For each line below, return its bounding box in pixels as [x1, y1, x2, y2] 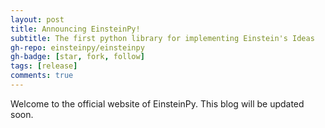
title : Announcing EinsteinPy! [10, 24, 141, 34]
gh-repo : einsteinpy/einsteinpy [10, 42, 145, 53]
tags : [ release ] [10, 61, 78, 71]
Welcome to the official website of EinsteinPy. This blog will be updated [10, 97, 305, 110]
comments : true [10, 71, 74, 81]
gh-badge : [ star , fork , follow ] [10, 52, 145, 62]
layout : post [10, 14, 65, 25]
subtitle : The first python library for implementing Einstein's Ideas [10, 33, 315, 43]
